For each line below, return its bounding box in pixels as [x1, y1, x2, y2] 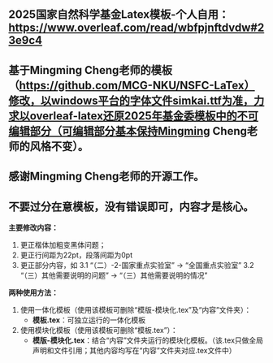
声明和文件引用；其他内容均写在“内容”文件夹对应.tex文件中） [32, 345, 236, 355]
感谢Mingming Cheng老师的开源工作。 [8, 170, 205, 184]
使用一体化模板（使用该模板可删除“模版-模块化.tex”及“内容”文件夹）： [19, 305, 252, 314]
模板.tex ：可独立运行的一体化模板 [32, 315, 146, 325]
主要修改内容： [8, 223, 58, 232]
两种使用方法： [8, 287, 58, 297]
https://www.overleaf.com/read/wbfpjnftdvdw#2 [8, 21, 265, 35]
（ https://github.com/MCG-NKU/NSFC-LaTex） [8, 78, 255, 92]
